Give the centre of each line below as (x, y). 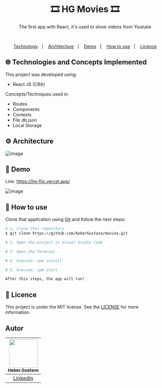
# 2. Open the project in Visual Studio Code (54, 242)
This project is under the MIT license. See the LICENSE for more (72, 307)
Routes (20, 104)
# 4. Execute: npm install (34, 261)
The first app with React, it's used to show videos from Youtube (85, 27)
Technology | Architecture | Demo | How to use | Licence (85, 46)
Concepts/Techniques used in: (37, 94)
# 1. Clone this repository (35, 229)
